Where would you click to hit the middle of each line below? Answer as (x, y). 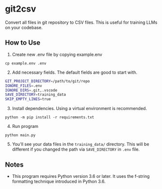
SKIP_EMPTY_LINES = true (28, 99)
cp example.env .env (26, 63)
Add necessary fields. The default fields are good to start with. (74, 72)
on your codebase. (24, 27)
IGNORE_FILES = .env (24, 86)
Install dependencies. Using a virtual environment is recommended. (79, 109)
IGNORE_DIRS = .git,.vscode (31, 90)
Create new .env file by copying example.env (57, 54)
